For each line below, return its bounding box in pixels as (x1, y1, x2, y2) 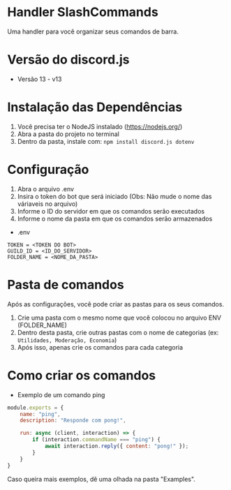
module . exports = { (7, 404, 64, 411)
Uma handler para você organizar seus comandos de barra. (7, 27, 179, 36)
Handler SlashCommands (7, 4, 158, 20)
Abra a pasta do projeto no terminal (17, 130, 120, 138)
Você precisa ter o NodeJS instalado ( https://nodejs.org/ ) (17, 122, 183, 131)
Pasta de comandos (7, 276, 124, 292)
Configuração (7, 162, 89, 177)
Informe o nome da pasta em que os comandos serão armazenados (17, 214, 213, 223)
